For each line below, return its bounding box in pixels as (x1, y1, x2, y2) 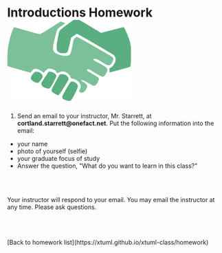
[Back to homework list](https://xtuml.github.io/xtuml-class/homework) (7, 238, 209, 246)
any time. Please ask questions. (7, 203, 97, 211)
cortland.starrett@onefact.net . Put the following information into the (16, 119, 214, 127)
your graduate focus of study (16, 154, 100, 162)
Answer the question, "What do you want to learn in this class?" (16, 162, 198, 170)
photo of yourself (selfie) (16, 146, 88, 155)
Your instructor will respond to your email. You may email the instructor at (7, 195, 215, 203)
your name (16, 140, 48, 148)
